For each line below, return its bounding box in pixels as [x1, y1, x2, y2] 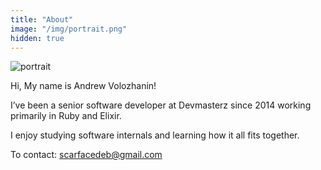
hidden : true [10, 33, 65, 43]
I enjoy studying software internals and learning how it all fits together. [10, 129, 300, 141]
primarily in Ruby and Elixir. [10, 110, 122, 122]
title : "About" [10, 14, 74, 25]
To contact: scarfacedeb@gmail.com [10, 149, 163, 161]
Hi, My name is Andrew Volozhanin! [10, 80, 157, 92]
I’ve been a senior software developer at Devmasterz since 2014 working [10, 99, 312, 111]
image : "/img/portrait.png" [10, 24, 128, 34]
